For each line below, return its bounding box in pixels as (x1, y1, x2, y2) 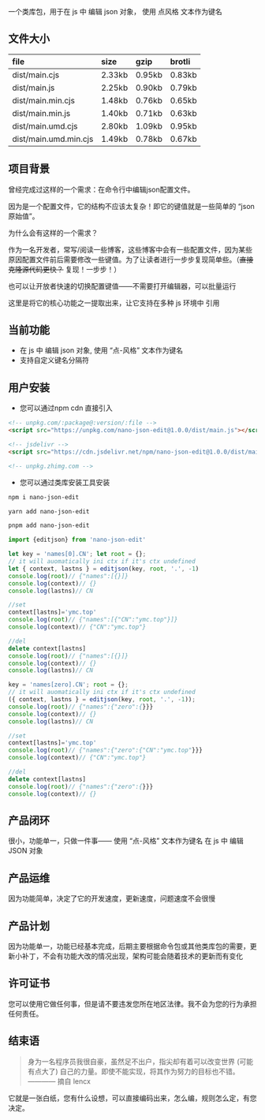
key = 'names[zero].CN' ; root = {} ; (8, 681, 129, 689)
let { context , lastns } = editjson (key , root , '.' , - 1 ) (8, 565, 200, 573)
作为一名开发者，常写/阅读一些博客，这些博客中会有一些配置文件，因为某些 (8, 245, 253, 254)
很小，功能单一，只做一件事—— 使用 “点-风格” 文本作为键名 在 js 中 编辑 (8, 836, 244, 846)
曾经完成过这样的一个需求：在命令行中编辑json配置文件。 (8, 185, 195, 194)
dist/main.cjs (12, 69, 60, 80)
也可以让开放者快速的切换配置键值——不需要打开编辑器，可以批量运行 (8, 281, 237, 290)
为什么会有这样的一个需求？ (8, 228, 99, 237)
